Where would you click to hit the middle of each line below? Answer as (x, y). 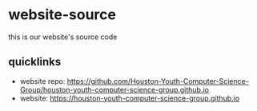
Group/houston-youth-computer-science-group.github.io (114, 89)
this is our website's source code (63, 37)
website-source (62, 15)
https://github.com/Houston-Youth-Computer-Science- (158, 81)
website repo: (42, 81)
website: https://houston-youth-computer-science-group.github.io (130, 98)
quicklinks (35, 62)
